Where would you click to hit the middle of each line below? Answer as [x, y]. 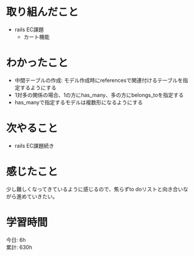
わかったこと [37, 63]
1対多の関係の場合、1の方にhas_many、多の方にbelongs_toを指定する [99, 95]
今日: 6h [16, 240]
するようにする [38, 87]
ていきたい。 [42, 196]
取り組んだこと [42, 12]
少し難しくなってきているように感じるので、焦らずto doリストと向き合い [95, 189]
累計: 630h [19, 247]
